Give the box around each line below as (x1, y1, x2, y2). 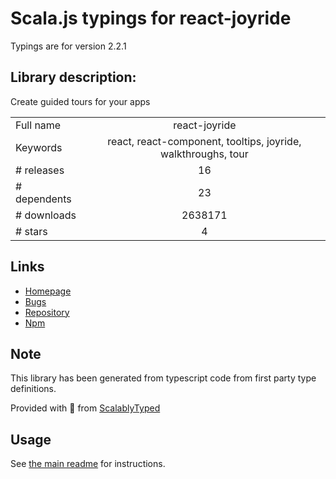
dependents (15, 192, 72, 206)
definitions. (10, 383, 57, 395)
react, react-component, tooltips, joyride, (107, 134, 302, 148)
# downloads (15, 208, 77, 222)
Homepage (24, 285, 72, 297)
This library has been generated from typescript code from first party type (10, 372, 317, 384)
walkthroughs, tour (160, 147, 249, 161)
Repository (24, 306, 70, 318)
